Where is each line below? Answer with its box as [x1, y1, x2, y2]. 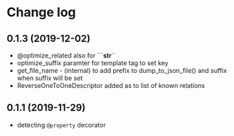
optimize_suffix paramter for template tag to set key [16, 59, 169, 67]
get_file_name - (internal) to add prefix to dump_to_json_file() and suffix [16, 67, 228, 74]
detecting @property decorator [16, 120, 106, 129]
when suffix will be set [16, 74, 83, 82]
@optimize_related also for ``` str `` [16, 51, 116, 59]
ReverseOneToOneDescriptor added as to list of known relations [16, 81, 206, 89]
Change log [6, 4, 76, 21]
